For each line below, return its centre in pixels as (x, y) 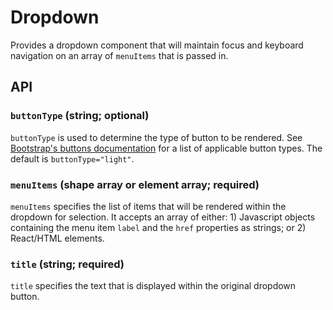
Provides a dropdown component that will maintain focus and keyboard (157, 45)
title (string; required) (67, 264)
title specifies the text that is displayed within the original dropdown (153, 286)
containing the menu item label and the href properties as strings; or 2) (158, 227)
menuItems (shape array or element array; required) (135, 184)
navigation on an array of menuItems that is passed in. (119, 55)
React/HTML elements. (57, 238)
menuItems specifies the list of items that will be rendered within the (148, 206)
